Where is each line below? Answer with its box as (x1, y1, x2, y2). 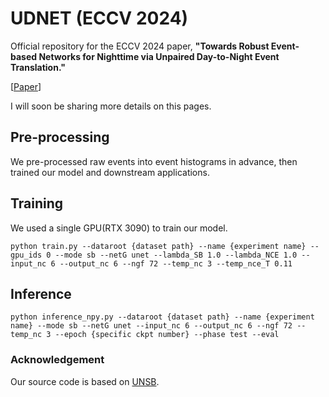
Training (10, 195, 64, 212)
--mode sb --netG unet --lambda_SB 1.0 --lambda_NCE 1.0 (54, 250, 298, 260)
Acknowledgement (10, 353, 105, 367)
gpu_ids (10, 250, 43, 260)
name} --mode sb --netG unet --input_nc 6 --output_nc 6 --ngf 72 (10, 321, 293, 331)
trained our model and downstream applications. (10, 166, 210, 178)
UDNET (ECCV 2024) (10, 7, 189, 30)
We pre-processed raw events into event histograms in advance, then (10, 155, 298, 167)
